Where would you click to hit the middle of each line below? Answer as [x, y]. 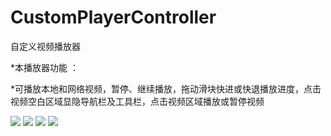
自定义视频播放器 [45, 46]
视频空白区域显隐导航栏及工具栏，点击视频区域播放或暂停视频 [137, 101]
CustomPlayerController [113, 17]
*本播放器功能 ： [44, 67]
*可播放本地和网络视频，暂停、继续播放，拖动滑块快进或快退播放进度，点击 [166, 88]
